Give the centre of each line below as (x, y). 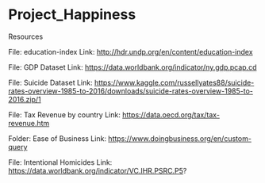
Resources (26, 36)
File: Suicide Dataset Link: (50, 82)
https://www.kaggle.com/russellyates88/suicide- (174, 82)
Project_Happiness (72, 15)
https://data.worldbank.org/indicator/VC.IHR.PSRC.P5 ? (98, 170)
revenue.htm (29, 123)
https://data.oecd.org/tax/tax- (171, 114)
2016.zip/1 (25, 99)
